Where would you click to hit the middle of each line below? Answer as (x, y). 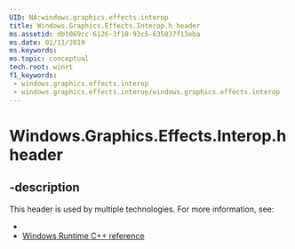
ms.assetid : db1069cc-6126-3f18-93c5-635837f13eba (105, 34)
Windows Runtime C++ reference (83, 236)
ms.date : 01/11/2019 (48, 42)
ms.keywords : (33, 51)
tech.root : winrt (41, 68)
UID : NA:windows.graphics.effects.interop (89, 17)
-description (44, 188)
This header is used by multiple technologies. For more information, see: (142, 209)
